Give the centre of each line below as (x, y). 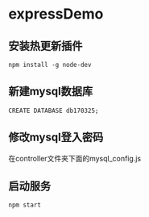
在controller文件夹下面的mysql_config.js (75, 158)
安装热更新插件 (46, 46)
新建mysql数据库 (51, 92)
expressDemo (56, 14)
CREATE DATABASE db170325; (54, 111)
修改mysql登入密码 (56, 138)
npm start (25, 205)
